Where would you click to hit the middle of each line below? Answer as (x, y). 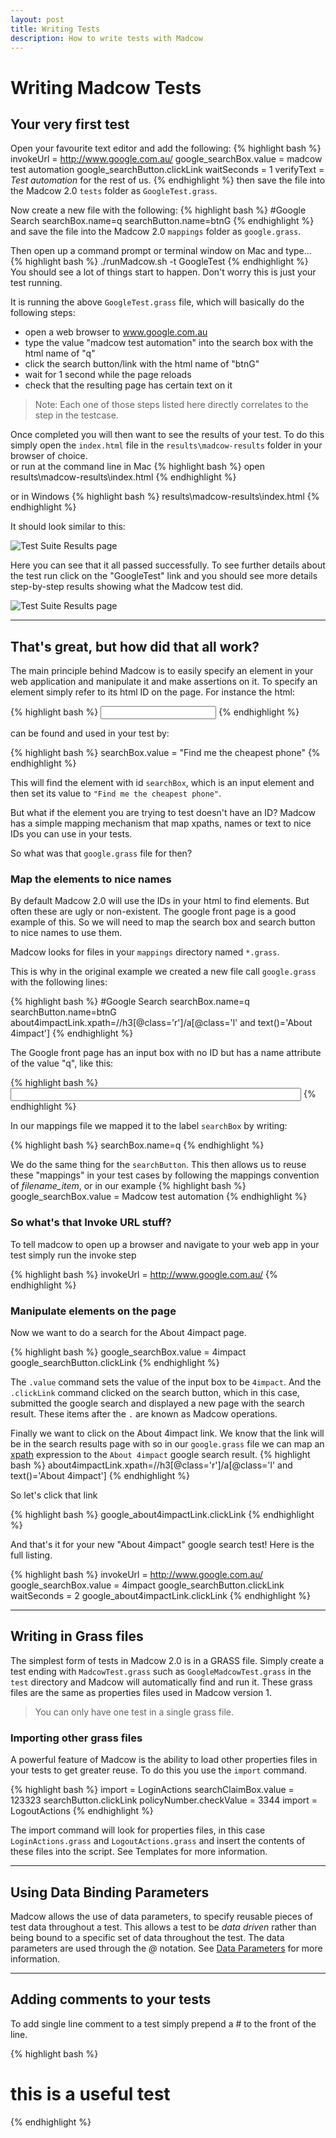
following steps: (43, 313)
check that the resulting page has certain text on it (128, 385)
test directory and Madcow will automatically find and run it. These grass (161, 1682)
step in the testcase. (76, 415)
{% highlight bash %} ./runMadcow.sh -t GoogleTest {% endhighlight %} (159, 262)
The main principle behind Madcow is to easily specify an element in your (162, 671)
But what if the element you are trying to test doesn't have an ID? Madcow (163, 813)
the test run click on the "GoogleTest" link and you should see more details (164, 576)
